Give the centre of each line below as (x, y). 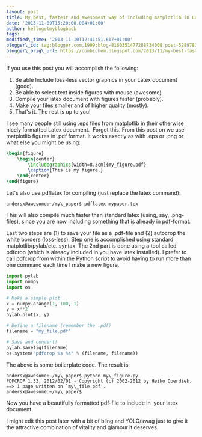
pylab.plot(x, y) (28, 315)
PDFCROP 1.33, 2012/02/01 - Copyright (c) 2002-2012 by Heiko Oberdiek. (99, 381)
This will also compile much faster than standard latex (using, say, (88, 215)
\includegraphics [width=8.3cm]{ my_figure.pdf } (87, 165)
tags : (13, 34)
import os (19, 287)
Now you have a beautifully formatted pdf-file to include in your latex (92, 403)
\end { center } (33, 176)
